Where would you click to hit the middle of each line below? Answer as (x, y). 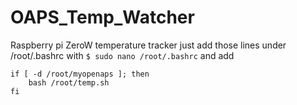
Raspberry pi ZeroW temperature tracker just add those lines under (148, 45)
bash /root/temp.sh (69, 82)
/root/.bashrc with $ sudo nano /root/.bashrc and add (122, 55)
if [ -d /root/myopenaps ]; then (80, 74)
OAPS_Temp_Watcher (102, 17)
